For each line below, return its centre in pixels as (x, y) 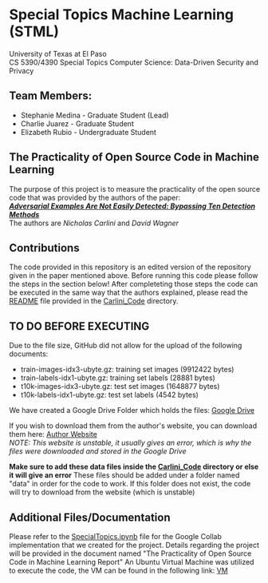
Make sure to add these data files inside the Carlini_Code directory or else (134, 467)
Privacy (22, 70)
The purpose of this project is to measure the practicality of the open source (135, 188)
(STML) (34, 32)
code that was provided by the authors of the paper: (95, 197)
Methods (24, 214)
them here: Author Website (53, 434)
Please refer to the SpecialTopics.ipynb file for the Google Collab (116, 536)
